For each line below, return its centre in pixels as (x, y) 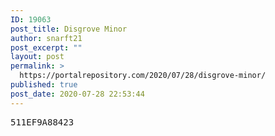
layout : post (37, 57)
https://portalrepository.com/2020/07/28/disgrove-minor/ (143, 76)
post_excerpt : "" (46, 47)
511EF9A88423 (42, 122)
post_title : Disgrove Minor (69, 29)
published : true (44, 85)
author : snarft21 (46, 38)
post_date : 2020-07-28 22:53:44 (77, 94)
